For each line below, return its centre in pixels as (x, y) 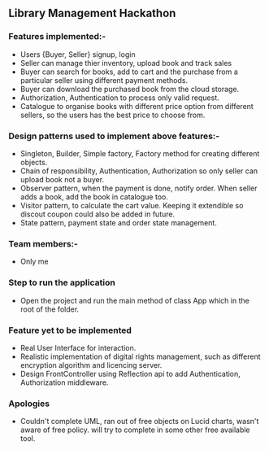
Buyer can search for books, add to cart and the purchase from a (129, 72)
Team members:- (43, 243)
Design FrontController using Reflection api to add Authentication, (130, 374)
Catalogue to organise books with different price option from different (137, 106)
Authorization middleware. (64, 382)
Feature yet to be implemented (70, 330)
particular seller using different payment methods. (104, 80)
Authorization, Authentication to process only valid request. (119, 98)
